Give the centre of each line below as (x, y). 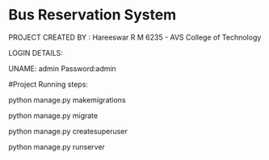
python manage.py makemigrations (67, 99)
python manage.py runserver (57, 146)
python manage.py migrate (53, 116)
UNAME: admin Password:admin (63, 68)
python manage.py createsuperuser (68, 131)
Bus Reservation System (92, 15)
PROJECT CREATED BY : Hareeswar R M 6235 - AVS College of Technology (135, 37)
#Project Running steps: (48, 84)
